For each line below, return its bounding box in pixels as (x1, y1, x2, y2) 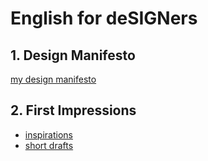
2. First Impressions (10, 102, 137, 119)
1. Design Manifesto (10, 47, 136, 64)
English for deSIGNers (10, 7, 198, 30)
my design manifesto (10, 73, 97, 85)
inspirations (24, 128, 73, 141)
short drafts (24, 139, 74, 151)
